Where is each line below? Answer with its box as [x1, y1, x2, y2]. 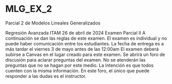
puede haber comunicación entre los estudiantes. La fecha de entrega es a [5, 40, 164, 46]
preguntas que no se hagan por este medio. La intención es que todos [5, 62, 154, 68]
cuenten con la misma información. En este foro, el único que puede [5, 67, 150, 74]
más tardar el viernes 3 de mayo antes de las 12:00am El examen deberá [5, 46, 159, 52]
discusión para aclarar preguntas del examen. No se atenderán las [5, 57, 146, 63]
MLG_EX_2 [5, 3, 52, 15]
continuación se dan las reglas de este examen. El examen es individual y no [5, 35, 167, 41]
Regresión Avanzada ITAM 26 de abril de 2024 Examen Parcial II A [5, 30, 146, 36]
